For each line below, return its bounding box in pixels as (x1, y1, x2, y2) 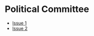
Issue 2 (12, 25, 28, 31)
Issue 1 (12, 20, 27, 26)
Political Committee (5, 3, 89, 15)
